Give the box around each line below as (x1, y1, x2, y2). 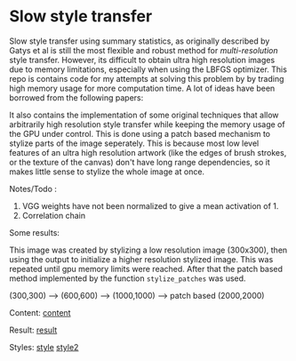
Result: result (9, 325, 58, 335)
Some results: (9, 227, 60, 237)
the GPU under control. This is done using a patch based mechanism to (9, 128, 271, 139)
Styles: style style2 (9, 341, 79, 352)
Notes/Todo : (9, 183, 58, 194)
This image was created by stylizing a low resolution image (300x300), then (9, 245, 288, 255)
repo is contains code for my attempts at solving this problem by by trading (9, 73, 284, 84)
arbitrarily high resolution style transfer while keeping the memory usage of (9, 118, 286, 130)
